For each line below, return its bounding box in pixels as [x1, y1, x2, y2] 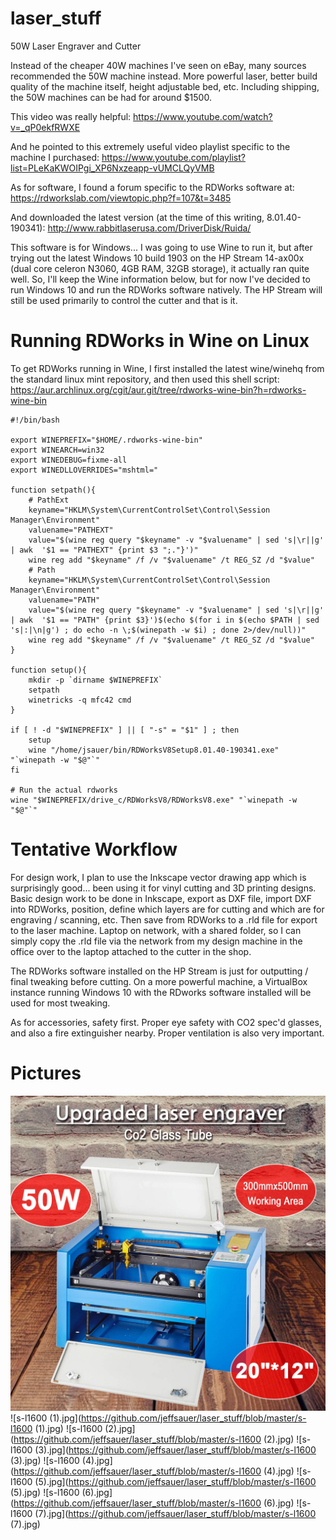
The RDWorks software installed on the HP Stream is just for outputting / [10, 965, 309, 977]
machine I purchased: [10, 151, 100, 163]
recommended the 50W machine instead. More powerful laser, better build [10, 70, 318, 82]
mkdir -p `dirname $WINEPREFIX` [28, 675, 163, 685]
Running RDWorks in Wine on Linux [10, 330, 310, 352]
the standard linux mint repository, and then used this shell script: [10, 373, 280, 385]
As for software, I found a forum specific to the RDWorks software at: [10, 181, 295, 193]
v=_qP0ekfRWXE [10, 121, 81, 133]
